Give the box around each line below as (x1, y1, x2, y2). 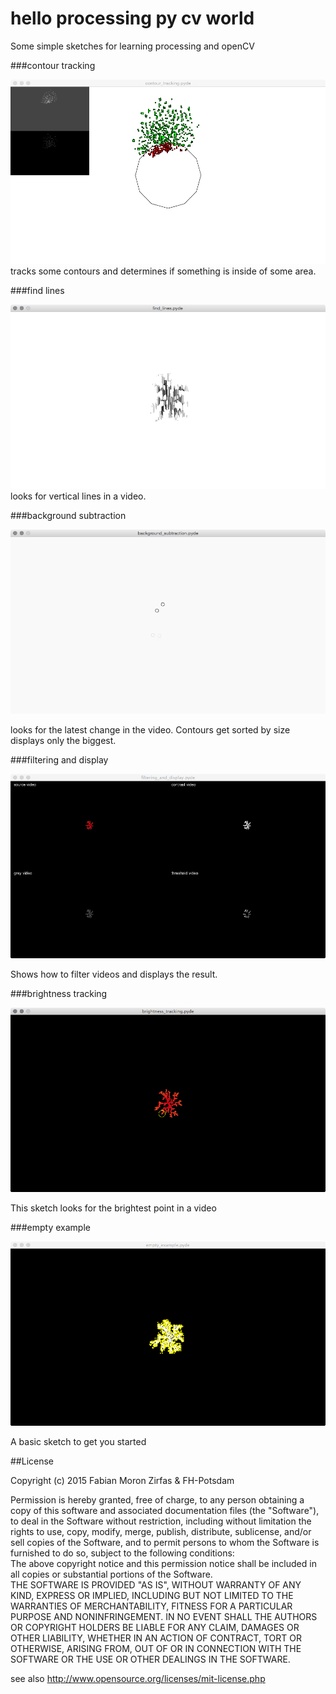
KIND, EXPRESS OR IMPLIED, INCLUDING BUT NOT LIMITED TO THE (10, 1590, 294, 1602)
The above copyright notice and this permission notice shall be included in (10, 1558, 317, 1570)
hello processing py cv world (10, 7, 255, 30)
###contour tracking (10, 59, 96, 71)
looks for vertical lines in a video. (10, 490, 147, 502)
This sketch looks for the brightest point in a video (10, 1202, 217, 1214)
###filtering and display (10, 754, 109, 766)
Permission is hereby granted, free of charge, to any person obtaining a (10, 1494, 305, 1506)
